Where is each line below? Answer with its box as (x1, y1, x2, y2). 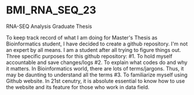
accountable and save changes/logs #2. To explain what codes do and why (6, 59, 188, 66)
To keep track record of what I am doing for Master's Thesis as (6, 34, 158, 41)
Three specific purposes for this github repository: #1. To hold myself (6, 52, 172, 59)
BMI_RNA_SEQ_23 (6, 3, 96, 17)
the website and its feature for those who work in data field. (6, 83, 150, 90)
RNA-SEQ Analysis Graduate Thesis (6, 23, 92, 30)
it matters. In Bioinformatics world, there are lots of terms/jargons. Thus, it (6, 65, 184, 72)
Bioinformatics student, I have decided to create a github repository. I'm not (6, 40, 188, 47)
